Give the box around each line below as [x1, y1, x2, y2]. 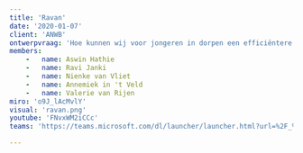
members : [9, 47, 42, 56]
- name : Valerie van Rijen [25, 88, 135, 97]
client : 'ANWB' [9, 30, 67, 39]
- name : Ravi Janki [25, 64, 106, 73]
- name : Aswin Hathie [25, 55, 115, 64]
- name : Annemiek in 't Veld [25, 80, 143, 89]
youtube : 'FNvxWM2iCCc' [9, 113, 99, 122]
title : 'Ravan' [9, 13, 67, 22]
